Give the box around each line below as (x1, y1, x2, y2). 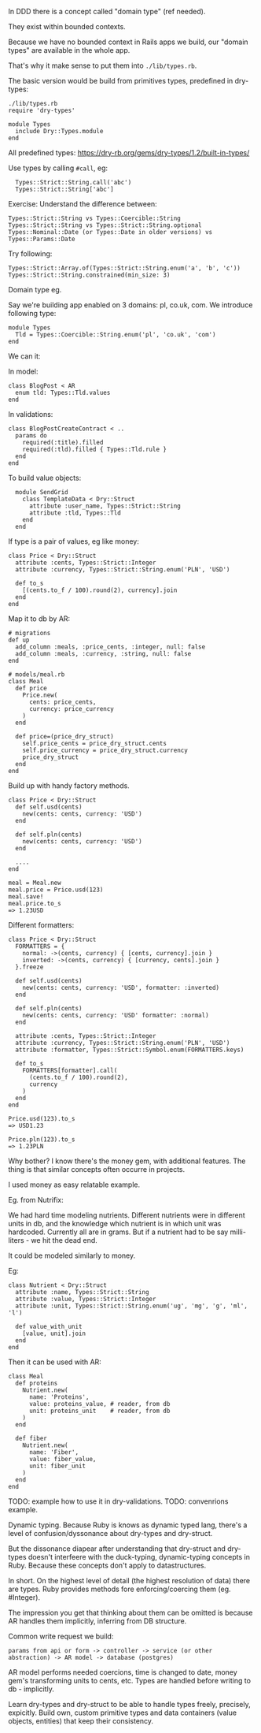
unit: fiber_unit (28, 1462, 86, 1470)
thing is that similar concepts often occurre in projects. (8, 1165, 186, 1173)
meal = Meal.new (8, 879, 61, 887)
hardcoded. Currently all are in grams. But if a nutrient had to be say (8, 1227, 229, 1237)
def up (8, 636, 30, 644)
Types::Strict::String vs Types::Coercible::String (8, 214, 181, 222)
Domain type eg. (8, 285, 62, 294)
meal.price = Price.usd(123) (8, 886, 104, 894)
